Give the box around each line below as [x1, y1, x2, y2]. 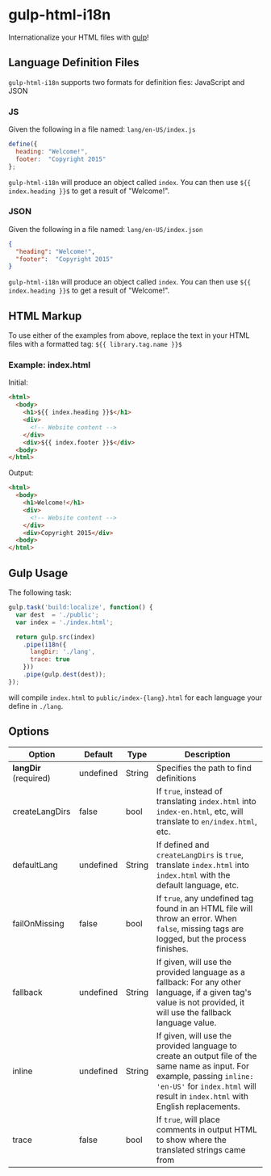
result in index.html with [156, 1090, 248, 1102]
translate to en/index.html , [156, 816, 257, 827]
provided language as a [156, 966, 246, 977]
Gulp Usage [8, 566, 69, 580]
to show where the [156, 1134, 227, 1145]
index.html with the [156, 869, 231, 880]
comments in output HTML [156, 1123, 258, 1135]
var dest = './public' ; [15, 610, 99, 619]
